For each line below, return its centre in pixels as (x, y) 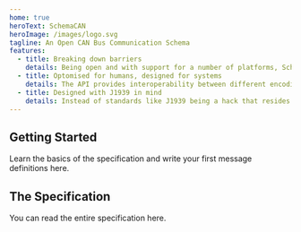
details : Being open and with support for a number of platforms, (152, 68)
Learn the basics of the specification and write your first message (131, 159)
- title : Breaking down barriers (80, 59)
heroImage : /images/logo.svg (64, 34)
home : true (30, 17)
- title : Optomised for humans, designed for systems (120, 76)
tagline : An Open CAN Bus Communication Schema (100, 43)
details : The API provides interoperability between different (146, 84)
